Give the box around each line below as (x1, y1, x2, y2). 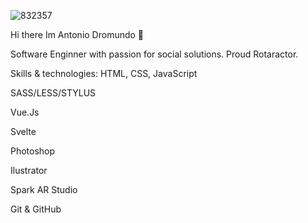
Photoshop (10, 145, 56, 157)
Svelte (10, 126, 37, 137)
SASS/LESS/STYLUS (10, 87, 97, 99)
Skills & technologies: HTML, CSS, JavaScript (10, 68, 198, 79)
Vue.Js (10, 106, 40, 118)
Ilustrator (10, 165, 48, 176)
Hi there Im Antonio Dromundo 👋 (10, 29, 145, 40)
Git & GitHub (10, 203, 62, 215)
